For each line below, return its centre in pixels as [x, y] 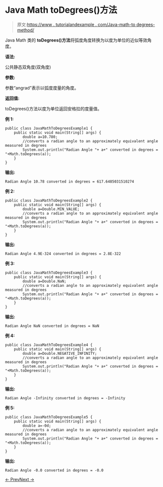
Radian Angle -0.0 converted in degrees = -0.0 [54, 470]
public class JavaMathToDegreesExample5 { [49, 417]
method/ [26, 30]
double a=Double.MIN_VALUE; [51, 209]
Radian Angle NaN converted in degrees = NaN [52, 326]
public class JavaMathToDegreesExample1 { [49, 128]
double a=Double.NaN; [45, 281]
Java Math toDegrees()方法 [61, 10]
